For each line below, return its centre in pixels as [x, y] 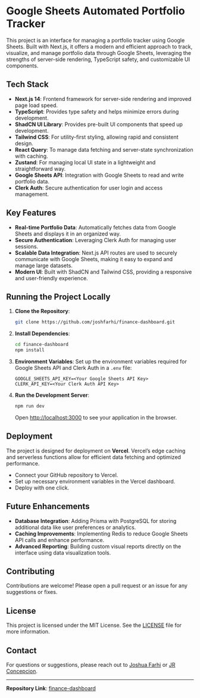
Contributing [30, 571]
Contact [21, 650]
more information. [28, 632]
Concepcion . [22, 671]
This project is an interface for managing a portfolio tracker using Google [96, 40]
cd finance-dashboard [41, 345]
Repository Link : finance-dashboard [51, 688]
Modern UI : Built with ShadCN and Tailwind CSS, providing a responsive [103, 272]
